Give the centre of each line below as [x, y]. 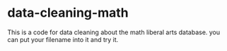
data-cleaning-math [68, 13]
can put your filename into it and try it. [63, 39]
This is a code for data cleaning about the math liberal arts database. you [114, 32]
